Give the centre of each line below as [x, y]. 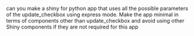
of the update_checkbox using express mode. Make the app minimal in [93, 15]
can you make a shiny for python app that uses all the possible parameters [97, 8]
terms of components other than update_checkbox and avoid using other [96, 21]
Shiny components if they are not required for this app [72, 27]
